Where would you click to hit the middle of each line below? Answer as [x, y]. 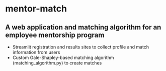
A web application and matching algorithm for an [83, 27]
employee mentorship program [55, 35]
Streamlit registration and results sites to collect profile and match [81, 47]
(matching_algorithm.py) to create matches [57, 63]
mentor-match [36, 9]
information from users [36, 52]
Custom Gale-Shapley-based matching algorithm [63, 57]
